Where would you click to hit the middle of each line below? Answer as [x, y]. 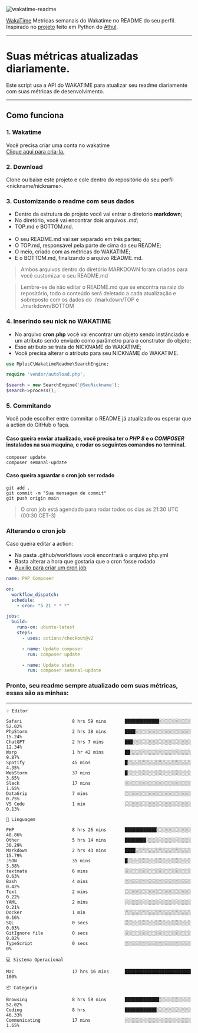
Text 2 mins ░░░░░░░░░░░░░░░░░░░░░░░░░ [99, 892]
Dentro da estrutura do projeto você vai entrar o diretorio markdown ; [98, 214]
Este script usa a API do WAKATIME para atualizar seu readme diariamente [97, 85]
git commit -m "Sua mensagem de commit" [57, 493]
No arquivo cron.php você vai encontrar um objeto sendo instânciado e [102, 334]
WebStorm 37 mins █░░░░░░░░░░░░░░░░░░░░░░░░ [99, 773]
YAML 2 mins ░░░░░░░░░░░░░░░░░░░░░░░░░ [99, 902]
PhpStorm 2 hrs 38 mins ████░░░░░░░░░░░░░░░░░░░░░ [99, 731]
